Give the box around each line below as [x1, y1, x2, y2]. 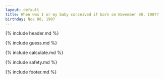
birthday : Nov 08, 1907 [5, 16, 56, 21]
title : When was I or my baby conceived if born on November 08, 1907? [5, 12, 159, 17]
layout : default [5, 7, 39, 12]
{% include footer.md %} [5, 69, 57, 75]
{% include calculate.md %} [5, 49, 64, 55]
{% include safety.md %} [5, 59, 58, 65]
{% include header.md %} [5, 30, 59, 36]
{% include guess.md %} [5, 40, 57, 46]
